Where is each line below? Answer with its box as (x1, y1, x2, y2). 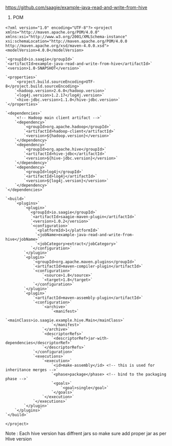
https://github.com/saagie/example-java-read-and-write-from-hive (5, 5, 147, 10)
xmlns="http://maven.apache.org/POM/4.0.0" (5, 30, 100, 35)
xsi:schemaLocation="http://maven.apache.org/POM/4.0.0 (5, 39, 127, 44)
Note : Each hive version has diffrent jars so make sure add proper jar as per (5, 431, 167, 436)
